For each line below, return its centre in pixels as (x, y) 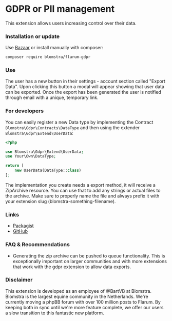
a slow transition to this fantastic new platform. (55, 313)
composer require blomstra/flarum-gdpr (48, 57)
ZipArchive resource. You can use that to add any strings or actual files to (83, 190)
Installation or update (33, 36)
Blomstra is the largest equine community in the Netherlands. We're (77, 296)
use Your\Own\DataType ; (31, 156)
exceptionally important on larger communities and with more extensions (90, 261)
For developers (25, 111)
